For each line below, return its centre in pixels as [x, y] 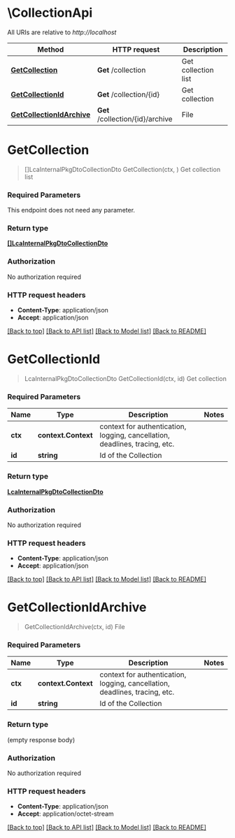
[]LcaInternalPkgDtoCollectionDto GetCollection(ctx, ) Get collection [122, 169]
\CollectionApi [50, 13]
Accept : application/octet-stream [65, 814]
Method [51, 49]
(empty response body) [41, 739]
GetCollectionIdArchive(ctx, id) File [74, 627]
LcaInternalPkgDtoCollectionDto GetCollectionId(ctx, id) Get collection [126, 378]
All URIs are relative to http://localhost [62, 32]
